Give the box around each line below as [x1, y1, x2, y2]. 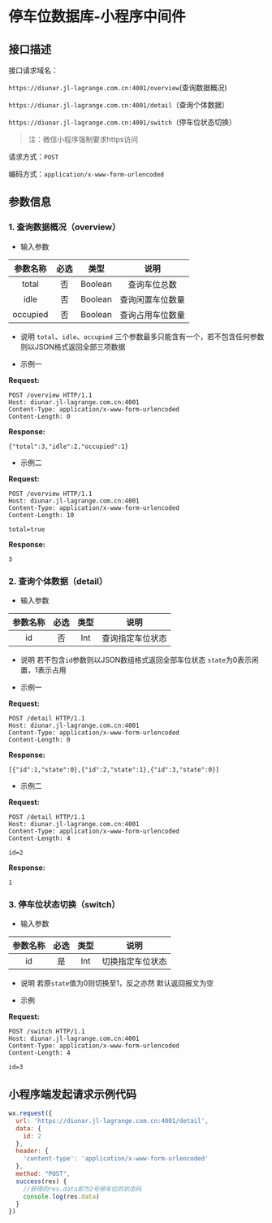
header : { [15, 1147, 49, 1156]
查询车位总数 [127, 278, 177, 289]
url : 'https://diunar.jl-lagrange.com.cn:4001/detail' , [15, 1116, 209, 1125]
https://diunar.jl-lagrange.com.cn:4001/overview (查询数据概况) [8, 83, 227, 92]
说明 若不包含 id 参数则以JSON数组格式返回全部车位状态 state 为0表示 [19, 655, 252, 664]
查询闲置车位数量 [119, 294, 185, 305]
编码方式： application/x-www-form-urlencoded [8, 169, 165, 179]
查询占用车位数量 [119, 309, 185, 320]
